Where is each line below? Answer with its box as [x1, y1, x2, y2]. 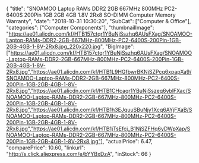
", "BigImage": [100, 43, 135, 50]
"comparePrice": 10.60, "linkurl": [6, 144, 86, 151]
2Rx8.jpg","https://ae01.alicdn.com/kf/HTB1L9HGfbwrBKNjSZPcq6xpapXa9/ [6, 68, 192, 75]
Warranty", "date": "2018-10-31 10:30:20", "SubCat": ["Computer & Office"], [6, 18, 191, 24]
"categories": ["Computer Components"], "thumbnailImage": [6, 24, 154, 31]
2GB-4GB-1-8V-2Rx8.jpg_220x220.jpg [6, 43, 101, 50]
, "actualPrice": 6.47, [102, 138, 153, 145]
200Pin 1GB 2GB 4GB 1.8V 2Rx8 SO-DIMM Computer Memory [24, 11, 176, 18]
